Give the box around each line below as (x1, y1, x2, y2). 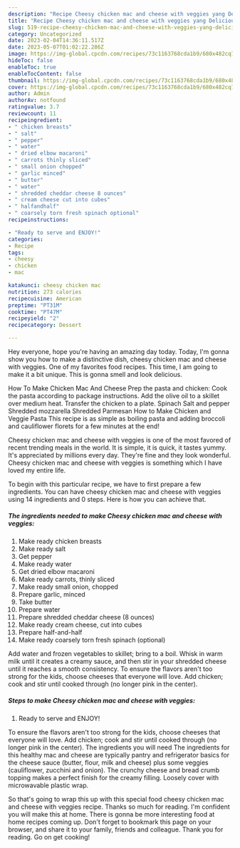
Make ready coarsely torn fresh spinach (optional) (18, 635, 166, 644)
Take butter (18, 597, 53, 606)
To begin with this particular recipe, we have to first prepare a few (8, 480, 202, 488)
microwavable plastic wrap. (8, 781, 88, 789)
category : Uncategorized (8, 30, 82, 38)
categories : (8, 236, 43, 243)
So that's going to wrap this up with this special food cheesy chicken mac (8, 794, 224, 803)
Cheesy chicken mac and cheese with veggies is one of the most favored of (8, 436, 231, 444)
